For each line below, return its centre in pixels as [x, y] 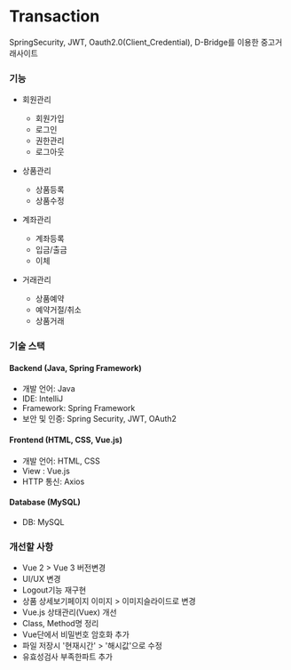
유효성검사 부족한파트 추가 [67, 657]
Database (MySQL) [45, 502]
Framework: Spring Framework [79, 408]
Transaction [55, 16]
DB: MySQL [43, 521]
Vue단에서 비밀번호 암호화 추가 [76, 634]
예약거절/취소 [58, 310]
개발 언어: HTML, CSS [61, 461]
